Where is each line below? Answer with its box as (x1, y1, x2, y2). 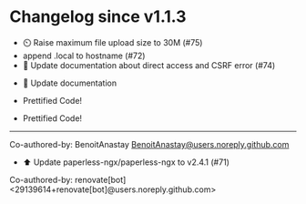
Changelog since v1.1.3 (9, 6, 187, 27)
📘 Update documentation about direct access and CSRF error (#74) (22, 59, 276, 70)
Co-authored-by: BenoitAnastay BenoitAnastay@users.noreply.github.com (9, 138, 290, 149)
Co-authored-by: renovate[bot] (9, 174, 127, 185)
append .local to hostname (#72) (22, 50, 146, 61)
